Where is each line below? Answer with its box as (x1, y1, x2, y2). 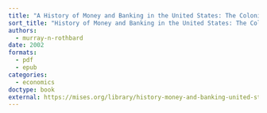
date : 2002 (8, 41, 44, 49)
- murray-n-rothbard (15, 33, 83, 42)
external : (8, 93, 41, 101)
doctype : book (8, 85, 56, 94)
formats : (8, 49, 37, 56)
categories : (8, 71, 48, 79)
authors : (8, 26, 37, 34)
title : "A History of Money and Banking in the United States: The (8, 11, 237, 20)
